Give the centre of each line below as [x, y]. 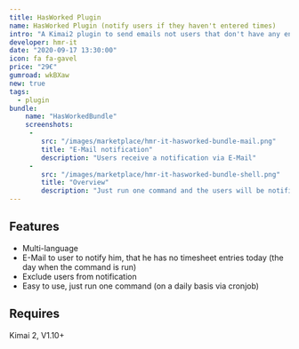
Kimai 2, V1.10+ [37, 335]
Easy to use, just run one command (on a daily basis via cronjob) [141, 286]
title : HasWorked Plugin [55, 17]
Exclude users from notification [79, 276]
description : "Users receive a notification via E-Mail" [149, 158]
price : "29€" [33, 67]
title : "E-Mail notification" [97, 149]
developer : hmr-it [43, 42]
